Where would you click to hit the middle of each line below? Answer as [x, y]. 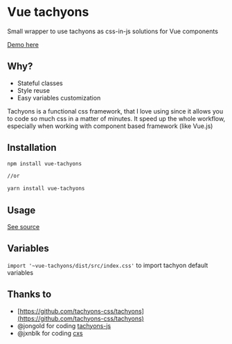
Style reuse [34, 90]
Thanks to [29, 295]
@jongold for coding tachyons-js [64, 325]
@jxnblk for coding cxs [50, 333]
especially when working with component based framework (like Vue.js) [110, 126]
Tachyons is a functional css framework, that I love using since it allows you [115, 111]
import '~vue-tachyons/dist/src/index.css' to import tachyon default [108, 265]
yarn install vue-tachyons [46, 189]
